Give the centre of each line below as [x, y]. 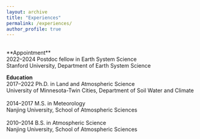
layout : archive [27, 12]
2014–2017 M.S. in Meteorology [46, 104]
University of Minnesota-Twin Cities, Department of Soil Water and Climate [100, 91]
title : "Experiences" [34, 18]
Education [20, 77]
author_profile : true [34, 29]
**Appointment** [29, 53]
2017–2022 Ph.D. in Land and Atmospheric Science [71, 84]
